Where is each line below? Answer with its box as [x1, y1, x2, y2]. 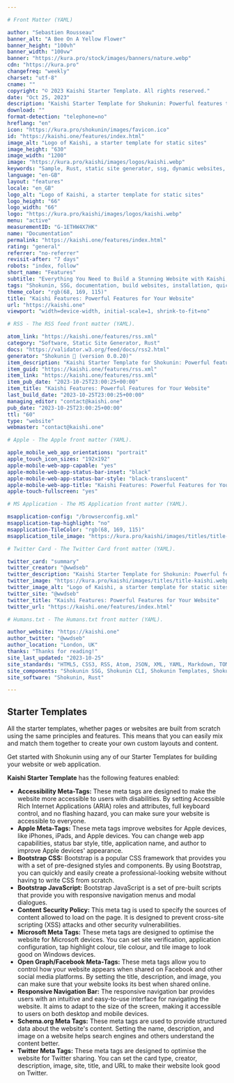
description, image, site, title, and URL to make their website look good [17, 1061, 221, 1070]
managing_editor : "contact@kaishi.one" [7, 398, 123, 405]
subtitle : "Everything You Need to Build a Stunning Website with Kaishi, [7, 276, 229, 283]
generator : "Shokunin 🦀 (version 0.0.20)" [7, 352, 132, 359]
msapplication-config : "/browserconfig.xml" [7, 514, 139, 521]
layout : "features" [7, 178, 64, 185]
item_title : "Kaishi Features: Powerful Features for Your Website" [7, 385, 210, 392]
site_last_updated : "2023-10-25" [7, 654, 104, 662]
